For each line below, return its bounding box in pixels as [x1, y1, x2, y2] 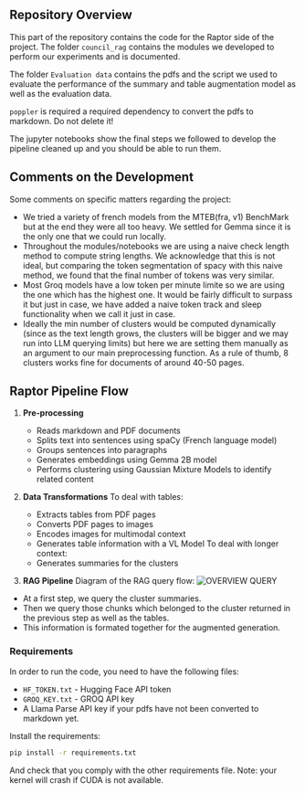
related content [36, 474, 94, 485]
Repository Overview [9, 7, 132, 23]
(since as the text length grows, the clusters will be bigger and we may [22, 328, 289, 339]
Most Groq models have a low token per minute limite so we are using [22, 279, 285, 291]
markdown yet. [22, 713, 79, 724]
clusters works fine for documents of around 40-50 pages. [22, 356, 245, 368]
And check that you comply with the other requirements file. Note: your [9, 765, 277, 776]
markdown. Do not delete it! [9, 115, 114, 126]
